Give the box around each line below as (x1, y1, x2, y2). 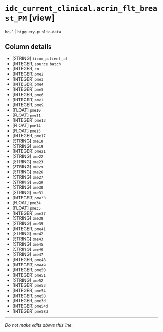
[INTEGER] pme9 (12, 101, 44, 108)
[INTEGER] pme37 (12, 210, 46, 216)
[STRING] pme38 (12, 215, 44, 221)
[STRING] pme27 (12, 174, 44, 180)
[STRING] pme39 (12, 220, 44, 226)
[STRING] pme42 (12, 231, 44, 236)
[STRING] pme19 (12, 143, 44, 149)
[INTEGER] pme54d (12, 303, 48, 309)
